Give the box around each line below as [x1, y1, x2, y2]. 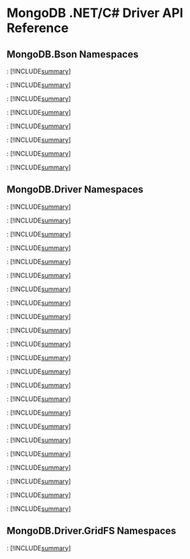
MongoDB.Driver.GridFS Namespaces [6, 525, 177, 537]
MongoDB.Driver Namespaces [6, 183, 144, 196]
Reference [6, 20, 69, 36]
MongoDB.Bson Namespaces [6, 48, 139, 60]
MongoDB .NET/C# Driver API [6, 5, 184, 21]
